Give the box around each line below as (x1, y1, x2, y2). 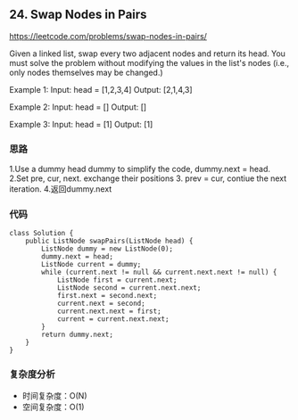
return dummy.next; (41, 330, 114, 340)
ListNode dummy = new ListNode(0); (41, 244, 174, 253)
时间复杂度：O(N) (21, 390, 87, 400)
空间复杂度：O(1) (21, 401, 85, 412)
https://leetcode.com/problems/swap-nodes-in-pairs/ (9, 30, 208, 41)
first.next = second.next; (56, 292, 158, 301)
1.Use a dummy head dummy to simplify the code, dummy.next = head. (9, 164, 270, 175)
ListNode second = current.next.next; (56, 284, 202, 292)
